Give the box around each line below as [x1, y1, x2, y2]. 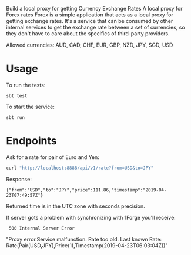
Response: [6, 175, 32, 183]
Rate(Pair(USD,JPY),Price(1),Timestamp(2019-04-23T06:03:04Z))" [6, 241, 168, 249]
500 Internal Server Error [8, 225, 75, 231]
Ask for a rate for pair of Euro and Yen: [6, 153, 100, 161]
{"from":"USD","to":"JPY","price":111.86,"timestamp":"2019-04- [6, 187, 167, 193]
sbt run [6, 114, 25, 120]
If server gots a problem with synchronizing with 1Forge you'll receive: [6, 214, 176, 221]
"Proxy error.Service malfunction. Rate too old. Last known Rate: [6, 236, 162, 243]
